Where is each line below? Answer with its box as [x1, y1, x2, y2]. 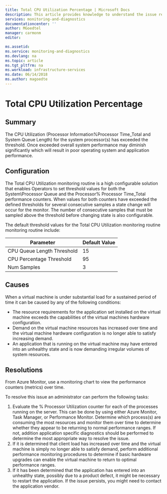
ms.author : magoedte [5, 77, 48, 82]
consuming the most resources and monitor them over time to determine [12, 420, 162, 426]
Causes [5, 281, 29, 289]
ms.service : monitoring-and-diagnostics [5, 48, 90, 54]
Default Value [82, 239, 116, 246]
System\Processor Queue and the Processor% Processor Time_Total [5, 191, 146, 197]
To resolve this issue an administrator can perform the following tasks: [5, 394, 149, 400]
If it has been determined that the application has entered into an [12, 468, 145, 474]
